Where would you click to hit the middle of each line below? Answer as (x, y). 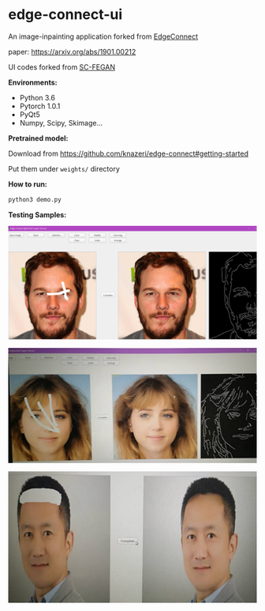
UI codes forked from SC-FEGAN (62, 67)
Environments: (33, 82)
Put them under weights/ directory (64, 168)
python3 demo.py (35, 199)
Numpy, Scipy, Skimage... (61, 123)
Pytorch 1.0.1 (40, 106)
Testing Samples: (37, 214)
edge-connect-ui (65, 15)
